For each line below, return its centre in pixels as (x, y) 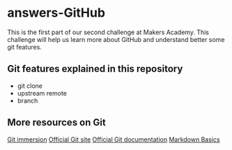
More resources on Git (56, 122)
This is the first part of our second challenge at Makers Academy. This (108, 32)
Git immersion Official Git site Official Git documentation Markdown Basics (114, 139)
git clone (30, 86)
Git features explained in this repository (95, 69)
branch (28, 100)
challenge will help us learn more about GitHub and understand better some (116, 39)
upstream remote (42, 93)
